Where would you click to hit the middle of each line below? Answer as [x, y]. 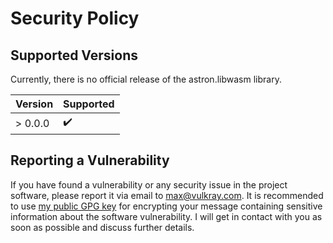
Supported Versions [74, 55]
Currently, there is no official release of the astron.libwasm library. [146, 79]
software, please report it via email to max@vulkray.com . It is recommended [167, 195]
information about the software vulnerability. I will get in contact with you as [166, 216]
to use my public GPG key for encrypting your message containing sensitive [166, 206]
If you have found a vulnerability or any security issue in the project [149, 184]
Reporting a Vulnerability [90, 160]
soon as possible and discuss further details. [102, 227]
